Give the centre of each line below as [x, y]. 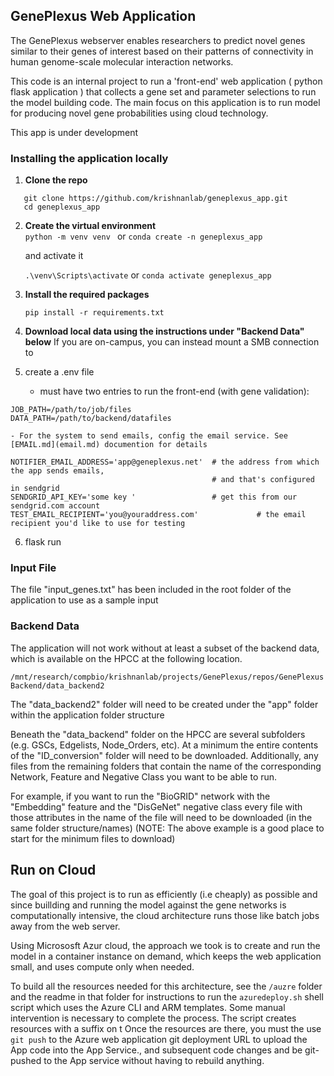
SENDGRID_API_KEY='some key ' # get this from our [154, 497]
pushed [26, 1060]
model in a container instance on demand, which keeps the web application [166, 956]
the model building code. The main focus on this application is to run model [165, 102]
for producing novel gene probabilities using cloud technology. [139, 113]
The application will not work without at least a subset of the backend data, [165, 648]
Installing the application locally [89, 158]
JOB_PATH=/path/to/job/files [71, 410]
